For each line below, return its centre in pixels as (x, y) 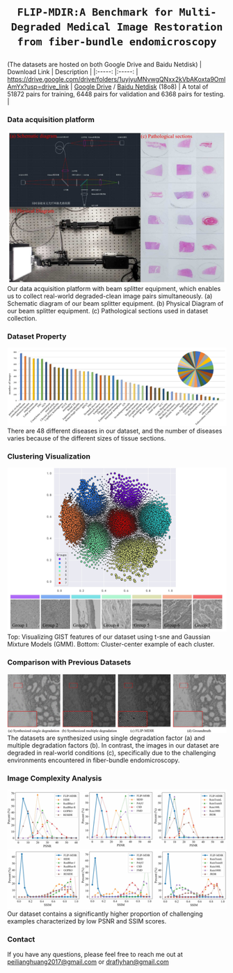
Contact (21, 939)
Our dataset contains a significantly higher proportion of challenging (105, 914)
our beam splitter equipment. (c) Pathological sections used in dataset (108, 311)
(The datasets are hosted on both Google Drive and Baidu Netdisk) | (104, 65)
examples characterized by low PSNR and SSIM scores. (87, 921)
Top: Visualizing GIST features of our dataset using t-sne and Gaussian (109, 637)
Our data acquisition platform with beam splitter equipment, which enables (114, 288)
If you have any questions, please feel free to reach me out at (95, 955)
